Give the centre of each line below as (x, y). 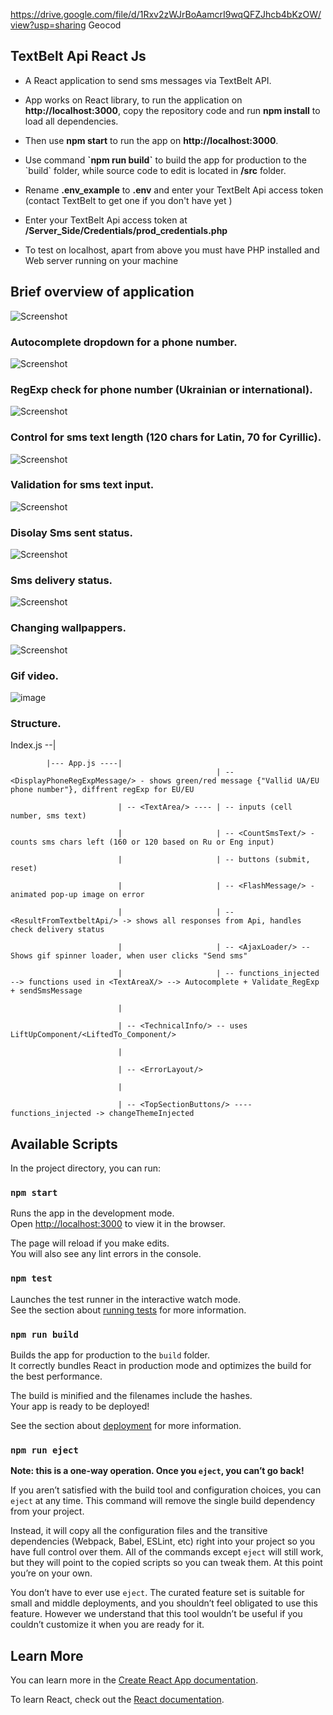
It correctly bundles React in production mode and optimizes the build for (161, 1365)
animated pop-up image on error (77, 895)
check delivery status (57, 930)
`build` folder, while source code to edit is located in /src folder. (155, 170)
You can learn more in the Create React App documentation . (134, 1680)
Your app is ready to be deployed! (80, 1406)
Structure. (36, 723)
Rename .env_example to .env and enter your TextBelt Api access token (174, 190)
